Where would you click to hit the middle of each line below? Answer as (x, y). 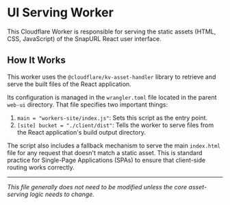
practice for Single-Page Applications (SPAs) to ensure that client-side (106, 160)
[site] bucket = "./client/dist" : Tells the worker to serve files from (115, 125)
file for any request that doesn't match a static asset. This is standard (105, 152)
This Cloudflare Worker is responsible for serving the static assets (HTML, (112, 31)
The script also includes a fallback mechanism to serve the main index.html (114, 146)
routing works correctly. (41, 167)
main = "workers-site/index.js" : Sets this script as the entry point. (112, 118)
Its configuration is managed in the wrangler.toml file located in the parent (112, 97)
